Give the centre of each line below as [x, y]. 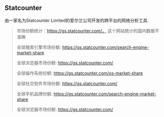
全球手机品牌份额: [34, 94]
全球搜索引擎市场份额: [39, 47]
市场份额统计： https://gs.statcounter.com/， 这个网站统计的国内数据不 [88, 31]
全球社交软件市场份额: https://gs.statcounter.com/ [67, 83]
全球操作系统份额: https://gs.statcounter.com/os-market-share [80, 73]
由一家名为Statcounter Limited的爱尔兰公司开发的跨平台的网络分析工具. [77, 20]
